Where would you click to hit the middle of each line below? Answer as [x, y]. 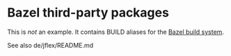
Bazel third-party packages [88, 13]
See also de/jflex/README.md [50, 45]
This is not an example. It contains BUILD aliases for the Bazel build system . [116, 32]
